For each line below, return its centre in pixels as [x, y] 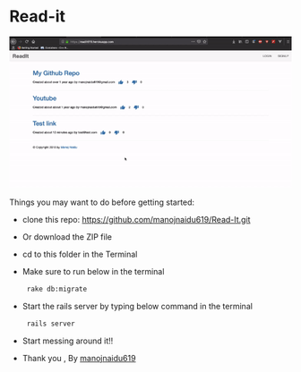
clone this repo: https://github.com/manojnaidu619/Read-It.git [136, 219]
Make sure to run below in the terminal [93, 271]
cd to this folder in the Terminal [80, 254]
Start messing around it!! [68, 341]
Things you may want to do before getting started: [102, 202]
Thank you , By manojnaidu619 [79, 358]
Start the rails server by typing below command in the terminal [138, 306]
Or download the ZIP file [67, 237]
